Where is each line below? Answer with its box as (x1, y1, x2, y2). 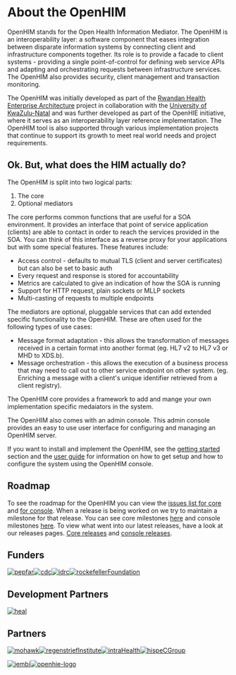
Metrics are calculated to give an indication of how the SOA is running (17, 279, 221, 287)
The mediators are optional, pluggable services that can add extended (7, 308, 211, 316)
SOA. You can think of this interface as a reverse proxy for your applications (7, 235, 228, 243)
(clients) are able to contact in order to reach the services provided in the (7, 227, 220, 236)
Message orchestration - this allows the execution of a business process (17, 358, 229, 367)
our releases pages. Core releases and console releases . (7, 528, 173, 537)
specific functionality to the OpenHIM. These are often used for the (7, 315, 202, 323)
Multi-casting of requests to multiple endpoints (17, 293, 154, 302)
